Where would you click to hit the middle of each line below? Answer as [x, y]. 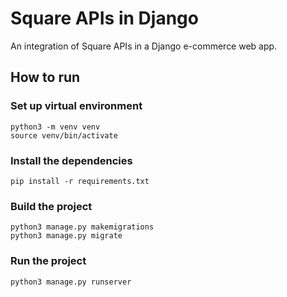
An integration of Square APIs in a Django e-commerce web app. [144, 46]
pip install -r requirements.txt [80, 181]
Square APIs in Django [104, 18]
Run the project [48, 261]
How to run [45, 77]
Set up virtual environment [76, 106]
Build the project [51, 206]
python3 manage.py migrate [66, 236]
